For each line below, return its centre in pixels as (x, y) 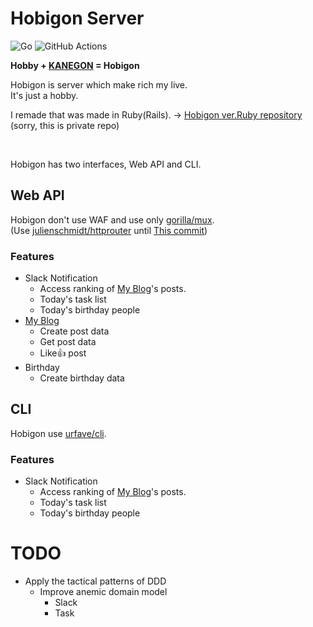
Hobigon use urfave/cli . (58, 433)
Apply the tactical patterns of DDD (95, 581)
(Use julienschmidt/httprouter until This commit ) (109, 230)
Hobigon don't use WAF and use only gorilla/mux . (112, 219)
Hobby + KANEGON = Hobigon (75, 65)
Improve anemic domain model (103, 592)
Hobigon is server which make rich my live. (99, 84)
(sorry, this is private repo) (65, 125)
